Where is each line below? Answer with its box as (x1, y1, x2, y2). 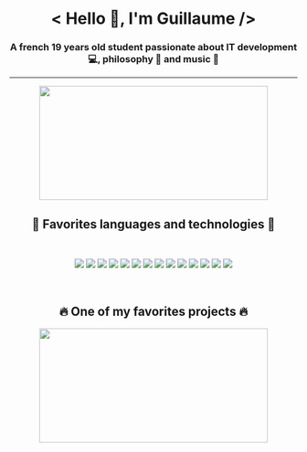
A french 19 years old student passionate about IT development (9, 41, 298, 54)
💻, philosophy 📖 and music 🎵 (88, 53, 219, 66)
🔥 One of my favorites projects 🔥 (58, 303, 249, 319)
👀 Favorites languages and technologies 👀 (31, 216, 276, 232)
